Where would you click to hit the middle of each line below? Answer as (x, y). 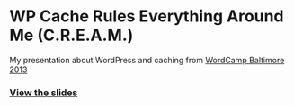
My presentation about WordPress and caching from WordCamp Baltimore (147, 60)
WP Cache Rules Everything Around (147, 16)
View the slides (44, 93)
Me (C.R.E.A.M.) (71, 35)
